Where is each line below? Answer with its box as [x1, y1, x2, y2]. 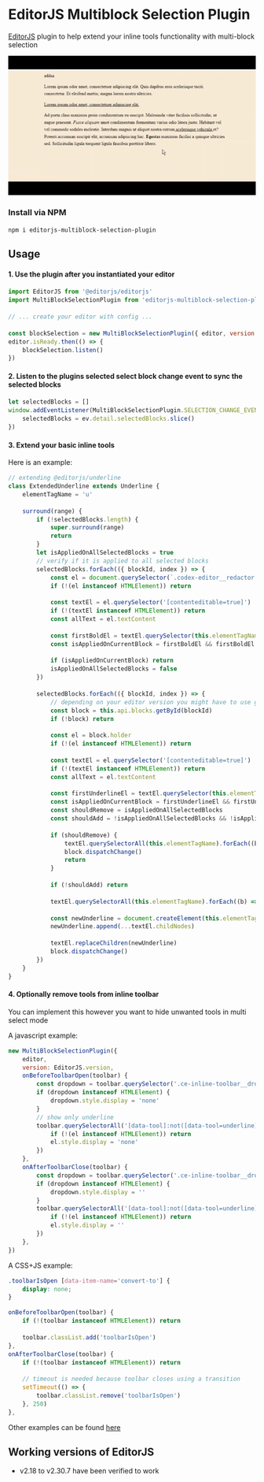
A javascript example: [8, 1031, 79, 1040]
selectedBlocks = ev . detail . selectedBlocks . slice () [22, 415, 195, 423]
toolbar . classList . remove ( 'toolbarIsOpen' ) [36, 1392, 181, 1400]
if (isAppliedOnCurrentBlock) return [49, 656, 174, 665]
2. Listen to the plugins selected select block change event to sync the [8, 371, 244, 381]
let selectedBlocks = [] [8, 398, 90, 407]
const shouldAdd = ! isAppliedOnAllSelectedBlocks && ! [49, 815, 234, 823]
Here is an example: [8, 458, 73, 467]
